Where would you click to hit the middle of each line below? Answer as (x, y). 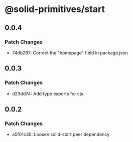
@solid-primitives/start (55, 9)
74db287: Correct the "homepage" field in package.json (70, 52)
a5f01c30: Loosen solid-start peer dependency (61, 134)
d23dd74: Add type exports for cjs (47, 93)
